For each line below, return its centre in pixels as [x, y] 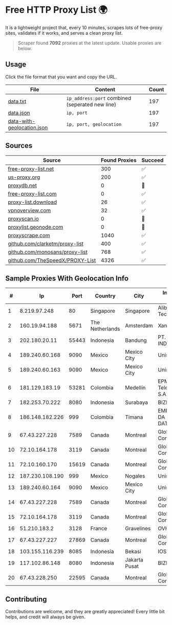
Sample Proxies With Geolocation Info [67, 278]
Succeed [153, 160]
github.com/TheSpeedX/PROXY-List [52, 260]
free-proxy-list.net [31, 168]
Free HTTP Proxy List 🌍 [57, 10]
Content [105, 89]
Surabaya [137, 402]
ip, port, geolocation [94, 124]
